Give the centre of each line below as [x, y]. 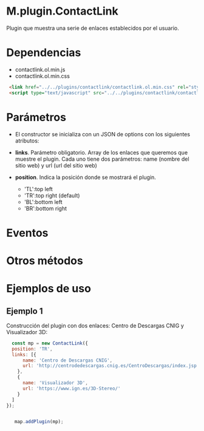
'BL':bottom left [43, 201]
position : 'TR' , [32, 349]
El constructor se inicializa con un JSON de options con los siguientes [102, 134]
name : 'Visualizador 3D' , [55, 383]
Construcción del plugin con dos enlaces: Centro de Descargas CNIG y [95, 325]
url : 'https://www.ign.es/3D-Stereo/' [71, 388]
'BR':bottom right [46, 208]
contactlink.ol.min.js [40, 69]
